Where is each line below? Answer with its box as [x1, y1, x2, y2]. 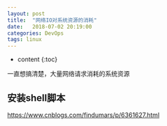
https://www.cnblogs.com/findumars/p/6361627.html [7, 111, 160, 119]
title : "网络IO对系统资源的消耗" [7, 17, 97, 24]
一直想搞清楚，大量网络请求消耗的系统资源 [7, 70, 130, 78]
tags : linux [7, 36, 42, 43]
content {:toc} [17, 55, 58, 63]
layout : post [7, 10, 45, 17]
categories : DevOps [7, 29, 64, 37]
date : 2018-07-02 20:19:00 [7, 23, 92, 30]
